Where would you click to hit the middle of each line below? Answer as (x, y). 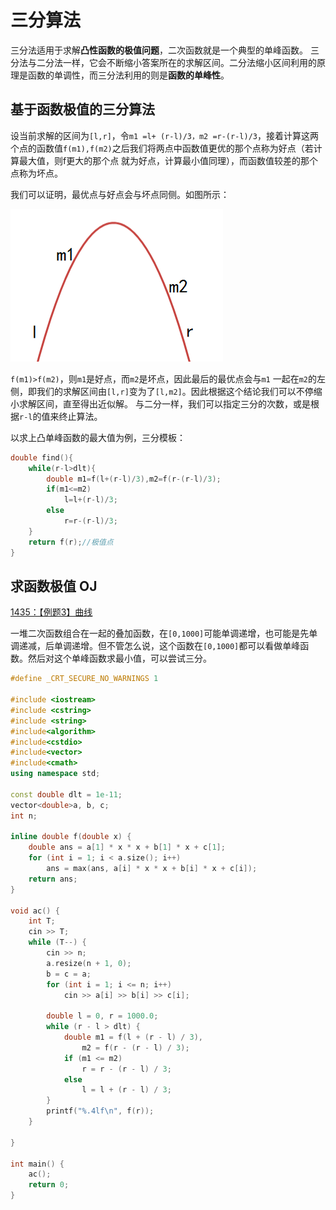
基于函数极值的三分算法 (82, 109)
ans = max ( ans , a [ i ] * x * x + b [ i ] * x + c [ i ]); (152, 869)
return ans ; (53, 879)
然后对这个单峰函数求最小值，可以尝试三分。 (119, 658)
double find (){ (42, 457)
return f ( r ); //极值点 (71, 542)
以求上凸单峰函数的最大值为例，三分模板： (98, 437)
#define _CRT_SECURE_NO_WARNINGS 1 (84, 679)
